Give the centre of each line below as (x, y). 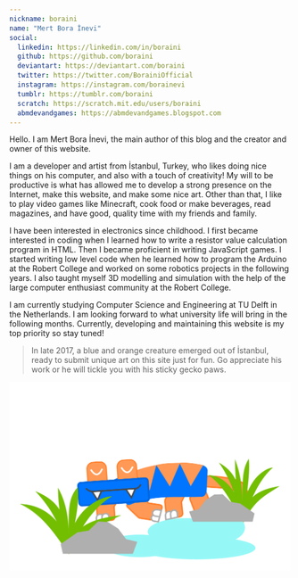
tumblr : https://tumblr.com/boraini (85, 94)
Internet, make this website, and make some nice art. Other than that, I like (146, 194)
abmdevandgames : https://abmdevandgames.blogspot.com (119, 113)
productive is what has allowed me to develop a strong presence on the (141, 185)
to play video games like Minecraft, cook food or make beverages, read (140, 204)
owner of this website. (50, 149)
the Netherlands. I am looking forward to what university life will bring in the (149, 314)
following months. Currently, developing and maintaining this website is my (147, 324)
